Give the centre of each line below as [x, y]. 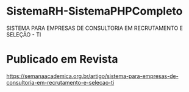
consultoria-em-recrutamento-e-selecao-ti [60, 82]
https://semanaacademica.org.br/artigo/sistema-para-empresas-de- [92, 76]
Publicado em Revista [62, 59]
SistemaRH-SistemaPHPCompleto [94, 11]
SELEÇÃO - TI [24, 34]
